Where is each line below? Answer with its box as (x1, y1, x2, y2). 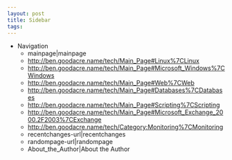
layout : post (7, 10, 45, 17)
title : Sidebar (7, 17, 51, 24)
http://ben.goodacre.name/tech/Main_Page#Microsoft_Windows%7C (27, 64, 225, 73)
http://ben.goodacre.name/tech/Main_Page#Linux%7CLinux (27, 57, 199, 65)
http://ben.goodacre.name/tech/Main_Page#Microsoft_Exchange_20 (27, 108, 224, 116)
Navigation (17, 42, 48, 51)
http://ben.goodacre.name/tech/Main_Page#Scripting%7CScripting (27, 101, 220, 109)
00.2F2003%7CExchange (27, 116, 102, 124)
